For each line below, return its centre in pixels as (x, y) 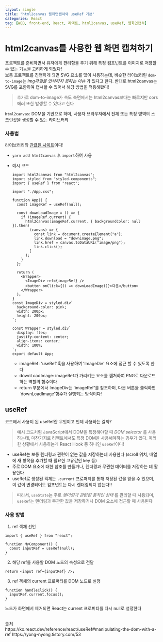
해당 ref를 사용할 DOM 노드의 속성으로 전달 (53, 562)
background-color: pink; (42, 307)
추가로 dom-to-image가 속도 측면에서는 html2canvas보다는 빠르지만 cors (87, 97)
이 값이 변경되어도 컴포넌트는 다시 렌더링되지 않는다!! (62, 485)
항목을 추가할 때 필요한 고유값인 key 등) (60, 461)
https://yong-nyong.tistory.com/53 (46, 634)
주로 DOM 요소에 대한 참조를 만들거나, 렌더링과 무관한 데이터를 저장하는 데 (82, 466)
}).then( (21, 226)
